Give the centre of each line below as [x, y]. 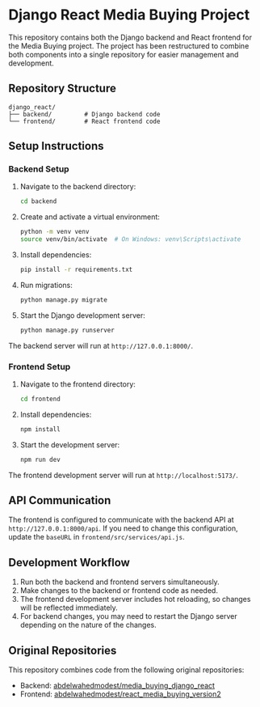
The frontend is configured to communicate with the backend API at [121, 520]
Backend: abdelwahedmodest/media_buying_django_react [117, 686]
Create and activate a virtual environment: [90, 217]
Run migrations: [46, 285]
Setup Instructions [56, 146]
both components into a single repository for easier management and [124, 54]
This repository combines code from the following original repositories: [126, 670]
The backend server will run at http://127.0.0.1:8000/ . [101, 345]
